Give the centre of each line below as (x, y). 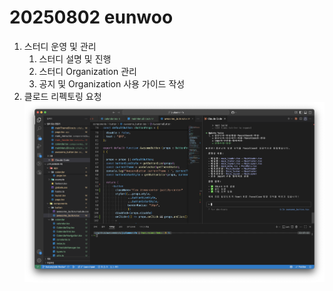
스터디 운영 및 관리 (60, 46)
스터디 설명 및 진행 (75, 58)
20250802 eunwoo (91, 17)
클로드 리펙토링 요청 (62, 96)
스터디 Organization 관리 (87, 71)
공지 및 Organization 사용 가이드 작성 (112, 83)
